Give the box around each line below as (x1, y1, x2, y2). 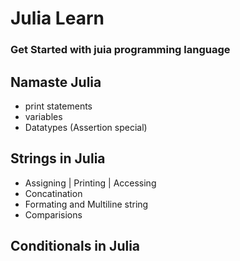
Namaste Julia (10, 73, 102, 91)
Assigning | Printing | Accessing (24, 177, 157, 189)
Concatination (24, 187, 83, 199)
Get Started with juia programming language (10, 43, 231, 57)
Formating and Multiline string (24, 198, 149, 210)
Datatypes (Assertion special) (24, 121, 148, 133)
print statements (24, 100, 93, 112)
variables (24, 110, 63, 122)
